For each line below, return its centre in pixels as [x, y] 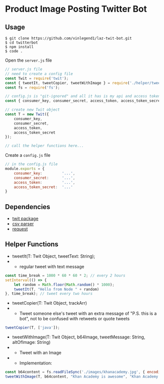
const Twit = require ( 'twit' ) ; [37, 78]
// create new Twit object [32, 110]
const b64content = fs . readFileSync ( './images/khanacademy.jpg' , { [75, 372]
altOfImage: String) [31, 342]
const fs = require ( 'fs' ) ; [32, 87]
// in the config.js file [31, 164]
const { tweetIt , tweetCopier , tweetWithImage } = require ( [68, 83]
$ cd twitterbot [21, 43]
